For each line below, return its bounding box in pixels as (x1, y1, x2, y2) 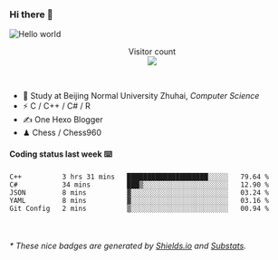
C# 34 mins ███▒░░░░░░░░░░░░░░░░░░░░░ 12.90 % (9, 180, 270, 189)
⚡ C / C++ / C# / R (22, 101, 91, 111)
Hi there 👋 (9, 8, 54, 21)
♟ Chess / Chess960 (22, 127, 102, 139)
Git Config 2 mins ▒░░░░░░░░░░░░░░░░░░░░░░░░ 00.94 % (9, 204, 270, 213)
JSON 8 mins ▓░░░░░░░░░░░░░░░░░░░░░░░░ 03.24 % (9, 188, 270, 197)
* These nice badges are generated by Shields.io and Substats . (9, 240, 246, 252)
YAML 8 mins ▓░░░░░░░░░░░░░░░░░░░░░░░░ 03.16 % (9, 196, 270, 205)
